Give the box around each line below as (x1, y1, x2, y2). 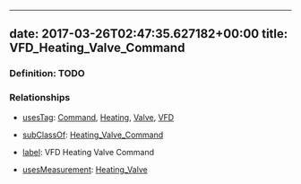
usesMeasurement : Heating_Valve (21, 163, 148, 175)
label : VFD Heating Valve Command (21, 146, 155, 157)
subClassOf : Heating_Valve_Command (21, 129, 164, 140)
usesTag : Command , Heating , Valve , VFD (21, 111, 175, 122)
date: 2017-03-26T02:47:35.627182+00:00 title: (9, 26, 288, 41)
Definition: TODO (9, 67, 85, 80)
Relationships (9, 92, 71, 104)
